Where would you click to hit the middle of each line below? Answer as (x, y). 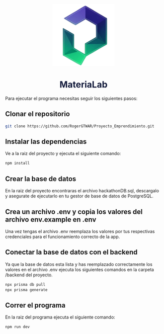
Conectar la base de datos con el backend (71, 252)
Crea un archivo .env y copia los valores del (74, 211)
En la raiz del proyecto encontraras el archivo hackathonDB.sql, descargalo (82, 191)
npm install (17, 163)
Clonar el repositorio (38, 114)
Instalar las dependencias (46, 142)
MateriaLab (83, 85)
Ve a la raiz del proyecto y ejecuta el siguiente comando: (63, 154)
